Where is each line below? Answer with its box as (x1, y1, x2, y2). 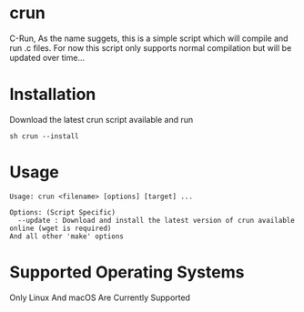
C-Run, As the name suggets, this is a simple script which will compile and (9, 33, 289, 44)
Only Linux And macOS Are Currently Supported (9, 292, 191, 303)
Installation (9, 85, 96, 105)
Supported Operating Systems (9, 262, 245, 282)
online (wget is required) (9, 224, 112, 233)
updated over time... (9, 52, 85, 63)
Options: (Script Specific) (9, 207, 117, 216)
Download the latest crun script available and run (9, 114, 194, 125)
